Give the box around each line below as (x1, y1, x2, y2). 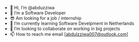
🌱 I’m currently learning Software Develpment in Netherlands (9, 20, 135, 26)
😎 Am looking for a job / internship (9, 15, 82, 21)
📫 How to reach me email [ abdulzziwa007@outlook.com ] (9, 31, 129, 37)
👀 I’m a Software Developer (9, 10, 66, 16)
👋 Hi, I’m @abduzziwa (9, 5, 55, 10)
